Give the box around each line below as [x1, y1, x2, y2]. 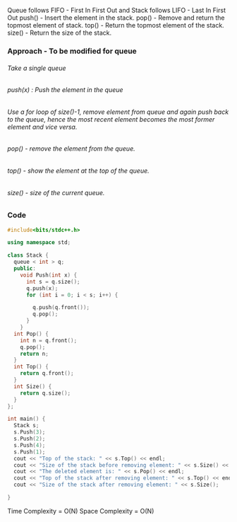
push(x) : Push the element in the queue [7, 86, 123, 94]
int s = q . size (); [25, 278, 80, 285]
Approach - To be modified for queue [7, 46, 138, 56]
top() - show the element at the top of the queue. [7, 166, 150, 175]
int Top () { [13, 364, 49, 371]
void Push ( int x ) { [20, 272, 78, 279]
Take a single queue [7, 64, 66, 72]
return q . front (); [20, 370, 74, 377]
